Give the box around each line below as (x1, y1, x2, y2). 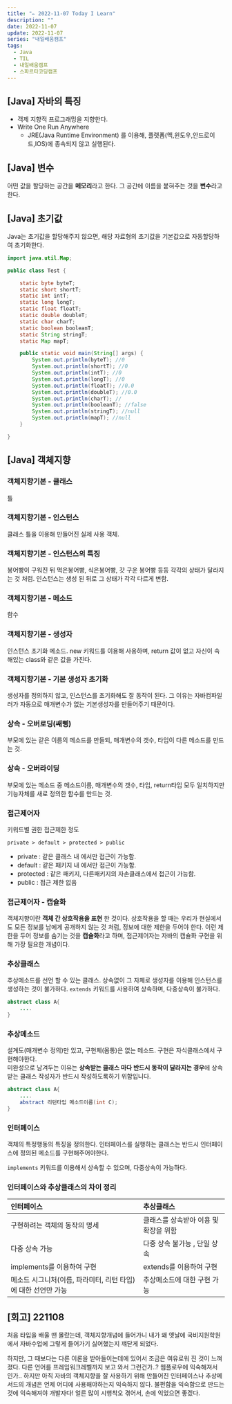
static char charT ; (19, 318, 76, 325)
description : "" (7, 17, 54, 24)
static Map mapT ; (19, 337, 70, 345)
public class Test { (7, 267, 67, 274)
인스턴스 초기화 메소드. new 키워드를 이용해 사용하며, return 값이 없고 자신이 (7, 647, 213, 655)
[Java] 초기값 (7, 213, 63, 224)
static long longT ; (19, 299, 76, 306)
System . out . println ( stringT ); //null (32, 408, 140, 415)
